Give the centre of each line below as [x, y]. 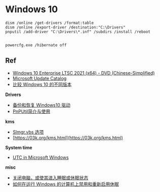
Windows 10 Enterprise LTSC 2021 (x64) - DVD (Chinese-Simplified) [84, 73]
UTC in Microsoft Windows [41, 157]
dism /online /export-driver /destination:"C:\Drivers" [65, 27]
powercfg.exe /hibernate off [36, 45]
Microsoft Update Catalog [39, 78]
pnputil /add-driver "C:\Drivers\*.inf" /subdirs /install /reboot [78, 31]
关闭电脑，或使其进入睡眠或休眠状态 [50, 178]
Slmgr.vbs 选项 [28, 132]
